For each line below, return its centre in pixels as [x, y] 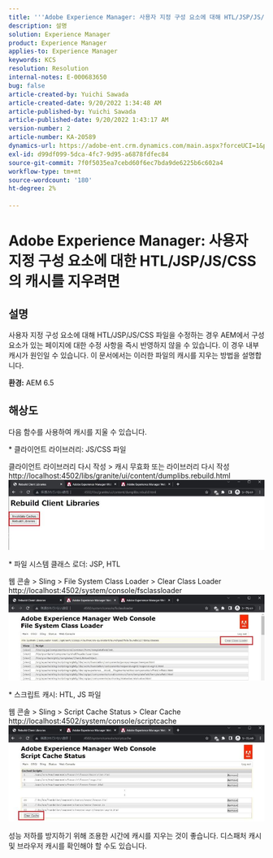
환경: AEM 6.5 [31, 383]
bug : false [27, 85]
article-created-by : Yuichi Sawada [69, 94]
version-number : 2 [39, 129]
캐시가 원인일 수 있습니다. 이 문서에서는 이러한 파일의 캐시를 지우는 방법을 [124, 355]
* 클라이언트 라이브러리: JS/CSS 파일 [67, 449]
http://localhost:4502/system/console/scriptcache [93, 721]
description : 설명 [38, 26]
